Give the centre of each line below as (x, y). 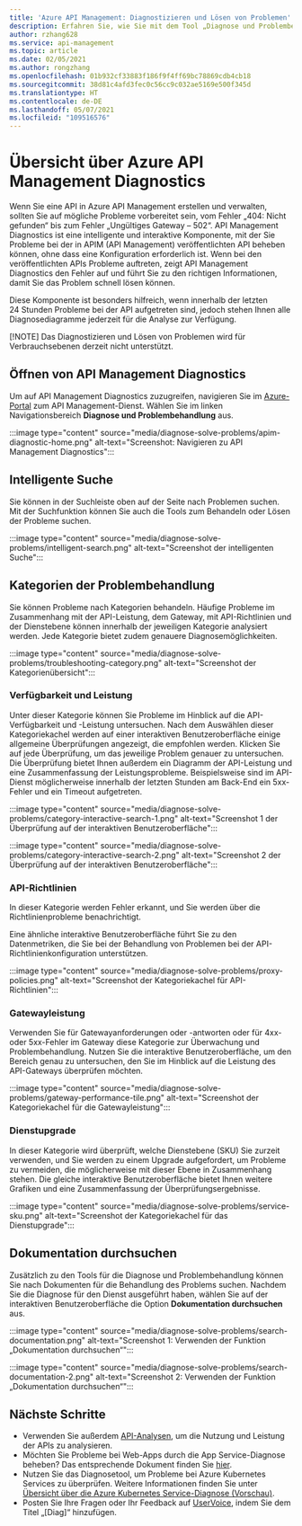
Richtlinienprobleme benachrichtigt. (75, 917)
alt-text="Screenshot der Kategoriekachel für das (136, 1215)
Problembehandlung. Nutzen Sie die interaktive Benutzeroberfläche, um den (151, 1051)
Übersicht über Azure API (107, 162)
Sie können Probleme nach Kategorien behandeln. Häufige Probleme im (142, 607)
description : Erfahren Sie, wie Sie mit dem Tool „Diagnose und (132, 26)
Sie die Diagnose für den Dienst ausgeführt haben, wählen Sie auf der (139, 1294)
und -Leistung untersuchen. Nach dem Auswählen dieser (168, 724)
